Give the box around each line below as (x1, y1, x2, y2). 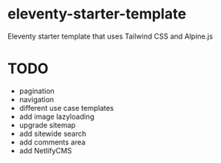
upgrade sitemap (18, 120, 76, 129)
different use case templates (18, 103, 114, 112)
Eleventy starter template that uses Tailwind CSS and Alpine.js (7, 31, 214, 41)
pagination (18, 86, 55, 96)
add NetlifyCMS (18, 145, 72, 155)
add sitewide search (18, 128, 87, 138)
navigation (18, 94, 55, 104)
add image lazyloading (18, 112, 95, 121)
